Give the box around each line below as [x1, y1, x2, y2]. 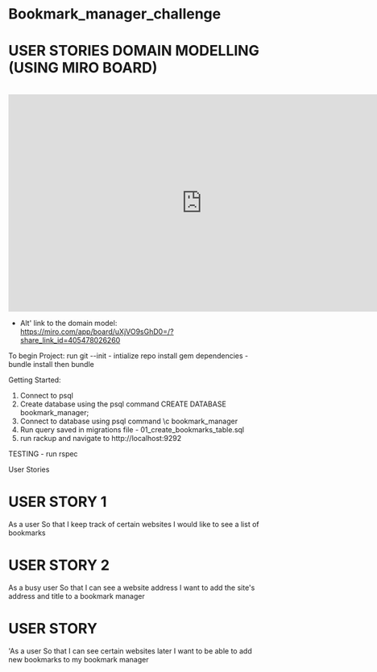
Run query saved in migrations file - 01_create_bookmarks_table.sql [19, 425, 244, 435]
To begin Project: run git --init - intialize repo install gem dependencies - [8, 351, 249, 361]
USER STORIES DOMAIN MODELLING [8, 42, 259, 60]
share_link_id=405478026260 [19, 336, 121, 345]
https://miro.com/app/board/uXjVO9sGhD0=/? [19, 327, 175, 336]
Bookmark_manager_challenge [8, 5, 222, 23]
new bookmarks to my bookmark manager [8, 654, 149, 664]
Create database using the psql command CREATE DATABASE [19, 399, 227, 409]
